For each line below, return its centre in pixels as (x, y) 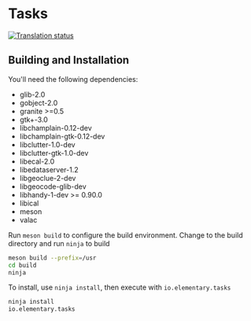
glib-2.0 (32, 94)
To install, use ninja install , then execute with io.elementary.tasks (120, 287)
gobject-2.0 (39, 102)
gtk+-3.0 (34, 120)
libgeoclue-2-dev (48, 178)
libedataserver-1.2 (49, 169)
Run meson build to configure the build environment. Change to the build (126, 235)
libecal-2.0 (37, 161)
